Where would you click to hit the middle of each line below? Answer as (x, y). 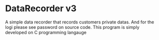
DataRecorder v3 (41, 9)
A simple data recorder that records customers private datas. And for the (80, 22)
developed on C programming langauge (46, 32)
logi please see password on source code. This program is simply (72, 27)
